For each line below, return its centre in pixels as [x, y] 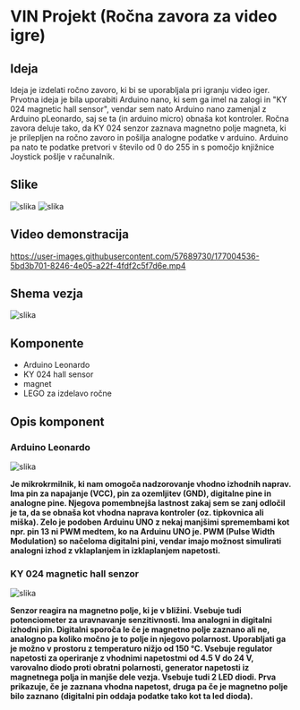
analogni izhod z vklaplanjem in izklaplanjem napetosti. [116, 550]
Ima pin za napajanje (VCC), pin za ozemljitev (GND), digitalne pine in [141, 493]
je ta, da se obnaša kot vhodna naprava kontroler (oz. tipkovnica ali [137, 512]
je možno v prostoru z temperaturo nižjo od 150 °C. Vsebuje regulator [141, 649]
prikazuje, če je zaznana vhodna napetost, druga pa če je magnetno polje [149, 687]
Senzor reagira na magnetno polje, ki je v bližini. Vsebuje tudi [126, 611]
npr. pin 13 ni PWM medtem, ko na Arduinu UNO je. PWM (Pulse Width [143, 531]
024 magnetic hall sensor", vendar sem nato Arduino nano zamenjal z [138, 109]
